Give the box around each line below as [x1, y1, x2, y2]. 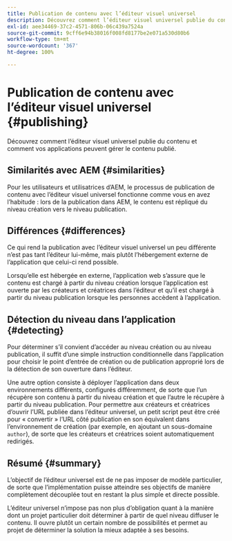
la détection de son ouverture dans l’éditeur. [7, 365, 133, 373]
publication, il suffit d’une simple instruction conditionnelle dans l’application [7, 351, 224, 359]
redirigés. [7, 437, 35, 445]
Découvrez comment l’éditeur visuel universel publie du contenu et [7, 136, 197, 145]
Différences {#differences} [7, 225, 126, 237]
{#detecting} [7, 324, 64, 336]
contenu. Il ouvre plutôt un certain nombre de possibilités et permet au [7, 519, 208, 527]
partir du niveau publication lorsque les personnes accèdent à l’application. [7, 294, 221, 302]
